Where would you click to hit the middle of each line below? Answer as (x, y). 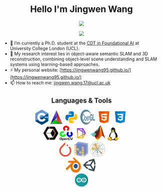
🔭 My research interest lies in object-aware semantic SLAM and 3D (79, 54)
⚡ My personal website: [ (35, 70)
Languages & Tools (81, 100)
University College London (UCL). (45, 48)
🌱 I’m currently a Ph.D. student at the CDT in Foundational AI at (74, 43)
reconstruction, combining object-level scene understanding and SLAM (83, 59)
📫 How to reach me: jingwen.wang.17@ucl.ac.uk (60, 83)
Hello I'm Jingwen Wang (81, 9)
